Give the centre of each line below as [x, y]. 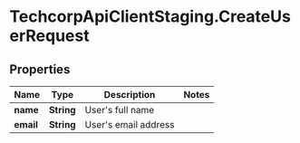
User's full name [120, 110]
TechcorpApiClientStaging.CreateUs [150, 17]
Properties [40, 69]
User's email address [130, 124]
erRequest [49, 36]
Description [130, 95]
